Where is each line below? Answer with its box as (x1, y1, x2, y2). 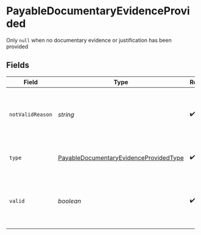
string (57, 110, 75, 119)
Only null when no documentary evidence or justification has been (6, 36, 172, 44)
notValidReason (9, 111, 53, 117)
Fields (6, 60, 30, 70)
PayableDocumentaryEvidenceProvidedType (57, 153, 184, 162)
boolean (57, 197, 81, 205)
